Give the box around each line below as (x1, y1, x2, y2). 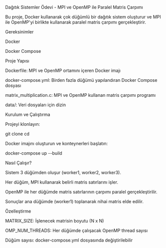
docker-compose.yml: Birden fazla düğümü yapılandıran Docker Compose (5, 77, 158, 83)
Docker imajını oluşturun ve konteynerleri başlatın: (5, 141, 108, 146)
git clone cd (5, 131, 30, 137)
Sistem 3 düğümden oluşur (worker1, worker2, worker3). (5, 170, 121, 175)
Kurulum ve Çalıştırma (5, 112, 51, 117)
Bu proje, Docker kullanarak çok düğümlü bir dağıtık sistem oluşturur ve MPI (5, 14, 161, 19)
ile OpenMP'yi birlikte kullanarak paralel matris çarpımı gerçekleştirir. (5, 19, 146, 25)
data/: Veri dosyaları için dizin (5, 102, 66, 108)
